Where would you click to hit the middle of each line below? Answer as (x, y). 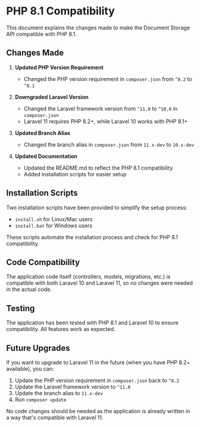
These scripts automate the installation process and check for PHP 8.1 (92, 237)
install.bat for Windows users (53, 225)
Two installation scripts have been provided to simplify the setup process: (97, 208)
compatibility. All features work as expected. (61, 329)
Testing (21, 308)
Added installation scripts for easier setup (75, 174)
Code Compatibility (43, 262)
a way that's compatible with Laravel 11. (55, 417)
